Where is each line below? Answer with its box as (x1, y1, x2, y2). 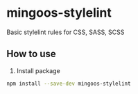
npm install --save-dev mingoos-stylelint (6, 80, 131, 87)
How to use (6, 48, 56, 60)
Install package (16, 66, 60, 75)
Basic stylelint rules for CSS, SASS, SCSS (6, 28, 125, 36)
